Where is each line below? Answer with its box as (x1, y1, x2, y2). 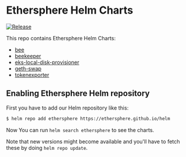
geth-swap (14, 65, 42, 72)
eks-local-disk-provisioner (14, 59, 80, 66)
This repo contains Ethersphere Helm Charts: (6, 34, 116, 41)
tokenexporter (14, 71, 50, 78)
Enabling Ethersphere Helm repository (6, 88, 150, 98)
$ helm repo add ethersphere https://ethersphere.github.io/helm (6, 116, 170, 121)
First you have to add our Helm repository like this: (6, 104, 129, 111)
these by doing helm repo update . (6, 144, 88, 151)
